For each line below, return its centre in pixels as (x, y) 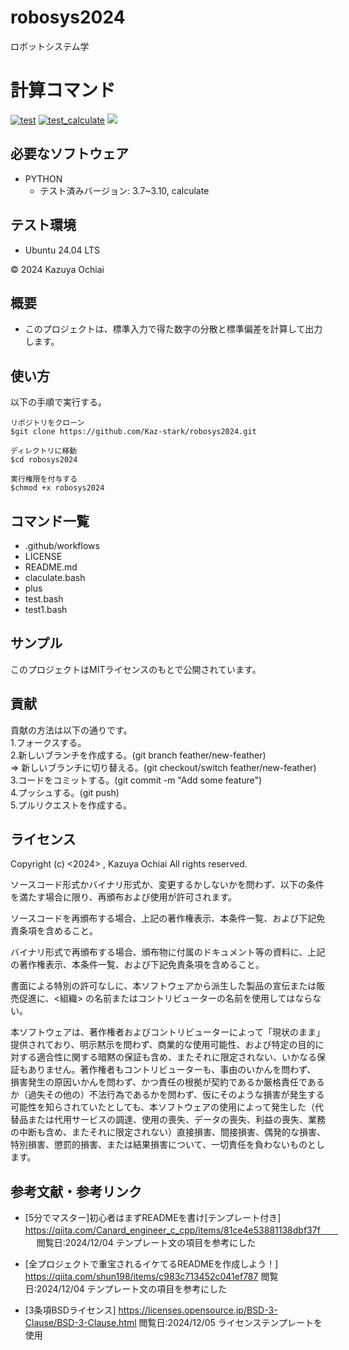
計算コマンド (63, 90)
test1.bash (46, 609)
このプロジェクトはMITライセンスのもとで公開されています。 (136, 669)
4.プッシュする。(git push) (65, 792)
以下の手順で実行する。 (58, 402)
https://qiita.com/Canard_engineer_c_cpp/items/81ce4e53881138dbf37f (172, 1230)
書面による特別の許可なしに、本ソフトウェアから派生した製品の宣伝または (163, 986)
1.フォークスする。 (48, 742)
